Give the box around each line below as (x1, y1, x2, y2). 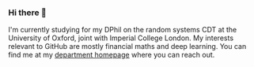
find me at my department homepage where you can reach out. (8, 50, 215, 60)
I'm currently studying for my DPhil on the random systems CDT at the (8, 25, 237, 35)
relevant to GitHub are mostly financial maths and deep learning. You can (8, 42, 247, 51)
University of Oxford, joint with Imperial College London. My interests (8, 33, 234, 43)
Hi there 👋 (8, 7, 47, 18)
